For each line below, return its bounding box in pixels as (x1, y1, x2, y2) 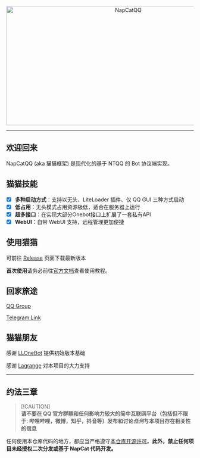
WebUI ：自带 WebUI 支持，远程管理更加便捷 (14, 218, 124, 225)
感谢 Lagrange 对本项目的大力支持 (6, 362, 90, 369)
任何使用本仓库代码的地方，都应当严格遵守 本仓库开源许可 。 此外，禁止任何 (6, 438, 189, 445)
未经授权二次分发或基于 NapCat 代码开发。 (11, 445, 117, 452)
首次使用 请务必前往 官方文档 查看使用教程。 (6, 267, 111, 274)
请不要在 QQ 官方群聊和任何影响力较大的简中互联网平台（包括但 (20, 410, 178, 418)
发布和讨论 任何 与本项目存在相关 (107, 418, 186, 425)
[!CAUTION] (20, 403, 51, 410)
